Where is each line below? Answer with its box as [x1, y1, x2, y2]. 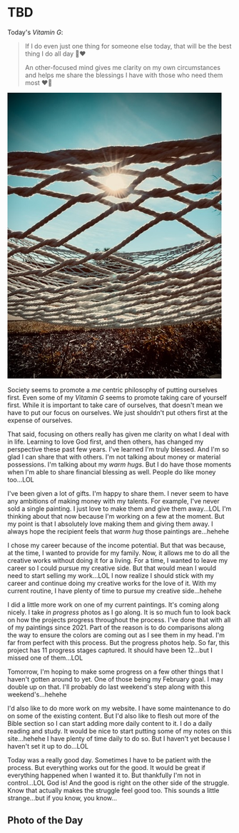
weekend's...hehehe [7, 690, 67, 699]
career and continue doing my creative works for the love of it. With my [7, 579, 217, 587]
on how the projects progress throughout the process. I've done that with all [7, 615, 231, 624]
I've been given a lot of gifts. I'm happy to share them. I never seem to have [7, 489, 229, 497]
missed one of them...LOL [7, 653, 83, 662]
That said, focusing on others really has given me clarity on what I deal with [7, 429, 230, 438]
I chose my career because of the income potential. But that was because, [7, 541, 226, 549]
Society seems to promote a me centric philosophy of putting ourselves [7, 385, 218, 394]
